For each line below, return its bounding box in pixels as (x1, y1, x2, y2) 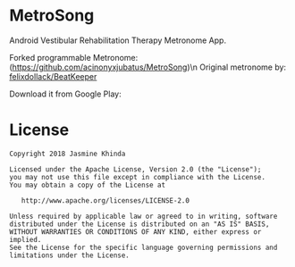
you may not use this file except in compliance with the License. (9, 172, 266, 181)
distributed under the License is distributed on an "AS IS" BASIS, (9, 220, 270, 229)
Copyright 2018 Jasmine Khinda (9, 149, 126, 158)
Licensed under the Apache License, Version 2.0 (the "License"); (9, 164, 262, 174)
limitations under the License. (9, 251, 130, 260)
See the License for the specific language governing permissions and (9, 243, 278, 252)
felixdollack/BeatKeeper (9, 71, 97, 81)
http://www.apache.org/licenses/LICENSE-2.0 (21, 196, 190, 205)
